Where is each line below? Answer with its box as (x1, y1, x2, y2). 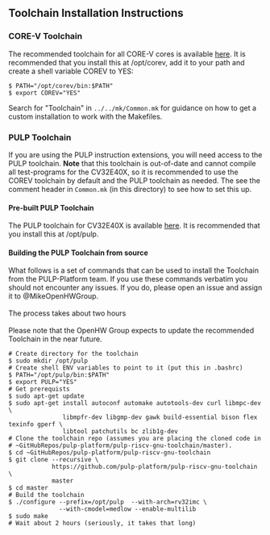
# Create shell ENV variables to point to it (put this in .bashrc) (8, 364, 243, 372)
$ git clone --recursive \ (8, 456, 99, 464)
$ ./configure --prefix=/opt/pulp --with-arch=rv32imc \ (8, 498, 207, 507)
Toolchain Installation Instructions (8, 6, 184, 20)
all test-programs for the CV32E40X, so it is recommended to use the (8, 167, 239, 177)
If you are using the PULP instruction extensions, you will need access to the (8, 149, 263, 160)
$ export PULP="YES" (8, 378, 78, 387)
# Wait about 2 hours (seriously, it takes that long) (8, 520, 197, 528)
